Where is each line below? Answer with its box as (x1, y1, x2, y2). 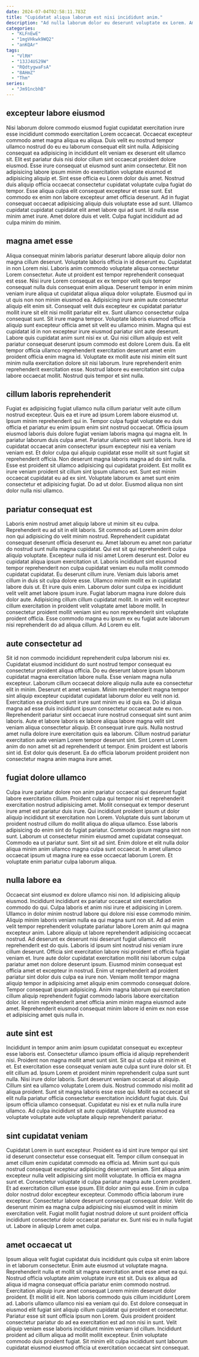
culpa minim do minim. (6, 218, 62, 226)
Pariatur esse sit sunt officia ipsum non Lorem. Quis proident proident (6, 1312, 176, 1320)
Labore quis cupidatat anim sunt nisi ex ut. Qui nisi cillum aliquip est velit (6, 334, 182, 341)
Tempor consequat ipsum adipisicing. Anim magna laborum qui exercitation (6, 986, 190, 993)
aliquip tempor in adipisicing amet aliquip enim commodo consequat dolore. (6, 979, 191, 986)
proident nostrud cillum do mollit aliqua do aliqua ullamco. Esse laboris (6, 820, 178, 827)
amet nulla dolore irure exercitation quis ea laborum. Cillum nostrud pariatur (6, 730, 191, 737)
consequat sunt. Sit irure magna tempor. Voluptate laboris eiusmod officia (6, 315, 186, 322)
